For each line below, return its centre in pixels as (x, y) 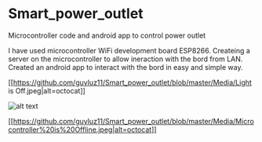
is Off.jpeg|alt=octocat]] (47, 90)
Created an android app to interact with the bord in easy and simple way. (126, 67)
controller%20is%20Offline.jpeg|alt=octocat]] (82, 129)
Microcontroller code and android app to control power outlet (107, 35)
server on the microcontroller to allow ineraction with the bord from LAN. (126, 59)
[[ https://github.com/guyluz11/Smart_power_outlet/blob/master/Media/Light (130, 82)
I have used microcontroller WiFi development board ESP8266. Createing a (129, 50)
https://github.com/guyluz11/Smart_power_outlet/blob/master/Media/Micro (134, 121)
